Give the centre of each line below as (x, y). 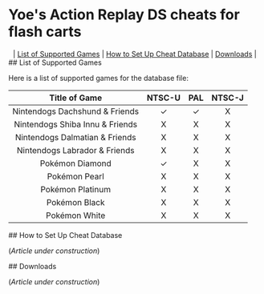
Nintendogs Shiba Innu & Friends (76, 124)
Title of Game (76, 98)
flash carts (45, 32)
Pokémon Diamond (75, 163)
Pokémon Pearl (75, 176)
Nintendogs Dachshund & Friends (75, 111)
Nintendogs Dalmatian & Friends (75, 137)
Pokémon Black (75, 202)
